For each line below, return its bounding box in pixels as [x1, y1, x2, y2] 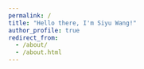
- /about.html [15, 48, 62, 56]
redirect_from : [8, 33, 59, 42]
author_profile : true [8, 26, 80, 34]
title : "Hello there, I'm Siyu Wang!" [8, 19, 137, 27]
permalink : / [8, 11, 52, 20]
